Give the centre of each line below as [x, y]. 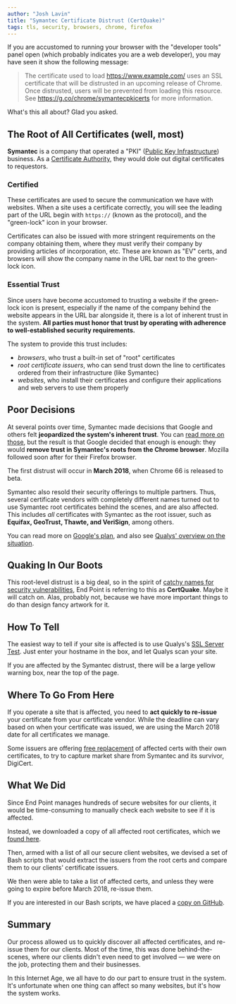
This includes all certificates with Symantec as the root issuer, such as [109, 514]
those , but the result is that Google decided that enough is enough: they [112, 442]
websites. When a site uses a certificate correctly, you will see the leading [115, 208]
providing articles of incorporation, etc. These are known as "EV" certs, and [117, 251]
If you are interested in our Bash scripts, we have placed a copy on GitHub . [116, 902]
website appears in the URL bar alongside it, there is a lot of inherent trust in [118, 315]
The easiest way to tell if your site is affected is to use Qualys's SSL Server [116, 644]
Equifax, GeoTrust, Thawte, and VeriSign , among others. [91, 522]
